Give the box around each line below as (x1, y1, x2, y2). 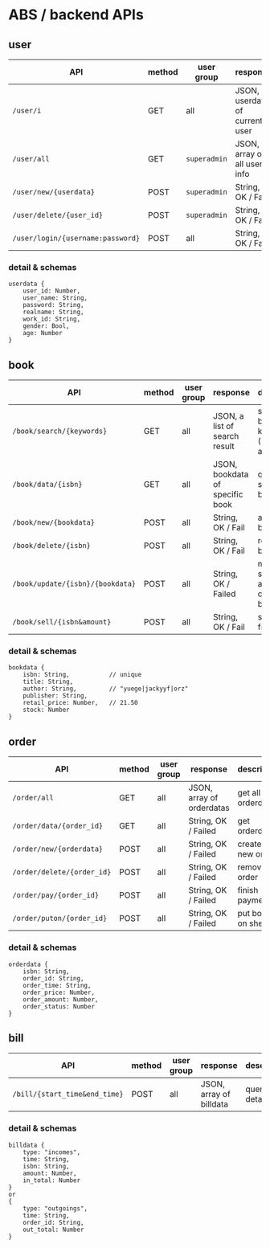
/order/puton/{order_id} (12, 914, 108, 923)
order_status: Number (22, 1002, 95, 1010)
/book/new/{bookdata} (12, 518, 95, 527)
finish (237, 885, 259, 896)
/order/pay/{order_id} (12, 890, 99, 900)
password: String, (22, 301, 84, 309)
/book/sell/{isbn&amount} (12, 617, 112, 627)
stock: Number (22, 706, 70, 714)
